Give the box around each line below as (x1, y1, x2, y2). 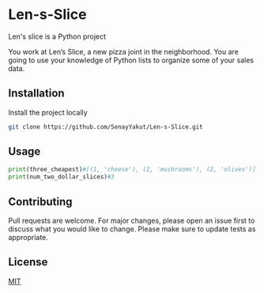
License (8, 255, 48, 269)
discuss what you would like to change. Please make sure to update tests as (8, 224, 256, 234)
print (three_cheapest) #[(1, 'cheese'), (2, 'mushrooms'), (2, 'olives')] (8, 166, 257, 174)
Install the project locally (8, 107, 89, 117)
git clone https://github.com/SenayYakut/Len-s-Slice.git (8, 122, 203, 131)
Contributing (8, 195, 73, 208)
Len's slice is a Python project (8, 32, 107, 41)
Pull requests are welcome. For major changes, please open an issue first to (8, 216, 255, 225)
